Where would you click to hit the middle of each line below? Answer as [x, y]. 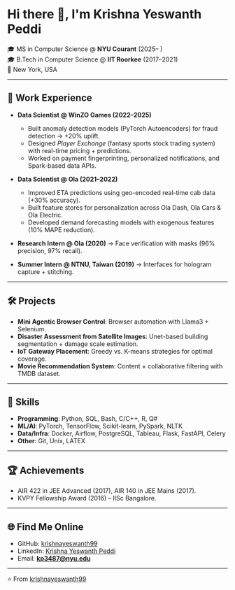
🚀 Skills [23, 402]
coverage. [32, 359]
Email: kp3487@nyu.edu [54, 558]
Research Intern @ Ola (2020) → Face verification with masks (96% [116, 243]
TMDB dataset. [39, 373]
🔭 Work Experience [50, 98]
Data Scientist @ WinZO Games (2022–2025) [84, 115]
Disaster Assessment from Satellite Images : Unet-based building [113, 336]
